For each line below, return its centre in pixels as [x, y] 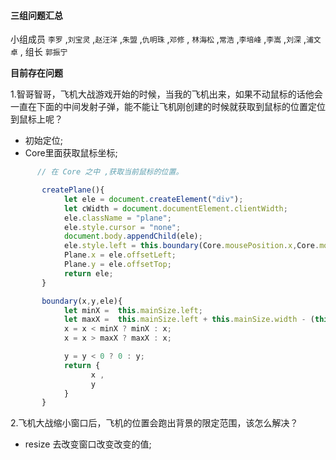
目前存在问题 [36, 73]
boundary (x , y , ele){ [82, 301]
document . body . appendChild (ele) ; [133, 236]
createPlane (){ [73, 190]
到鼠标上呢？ [36, 119]
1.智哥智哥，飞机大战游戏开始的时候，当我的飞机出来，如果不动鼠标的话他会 [166, 94]
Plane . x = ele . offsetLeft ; [120, 255]
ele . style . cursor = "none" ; [122, 227]
